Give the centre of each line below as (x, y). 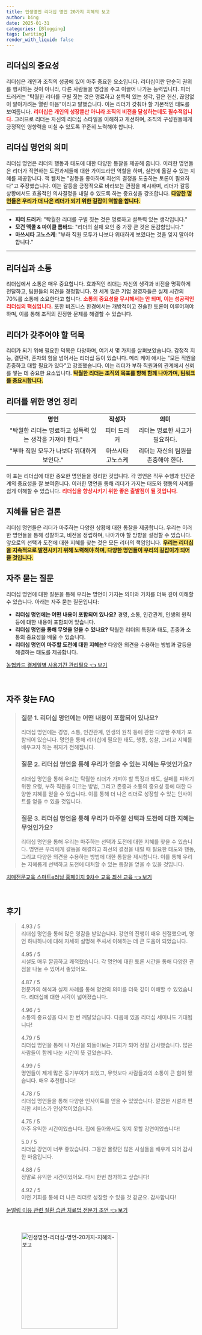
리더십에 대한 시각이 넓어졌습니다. (69, 997)
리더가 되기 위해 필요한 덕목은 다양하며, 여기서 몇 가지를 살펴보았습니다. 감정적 (98, 351)
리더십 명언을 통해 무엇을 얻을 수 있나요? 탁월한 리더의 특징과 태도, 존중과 (100, 629)
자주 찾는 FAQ (31, 699)
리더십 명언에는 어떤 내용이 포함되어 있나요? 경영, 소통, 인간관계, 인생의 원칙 (103, 614)
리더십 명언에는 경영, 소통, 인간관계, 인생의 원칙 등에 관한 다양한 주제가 (103, 732)
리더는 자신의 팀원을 (165, 451)
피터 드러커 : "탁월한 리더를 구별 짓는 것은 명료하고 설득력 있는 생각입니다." (101, 219)
